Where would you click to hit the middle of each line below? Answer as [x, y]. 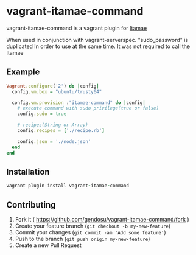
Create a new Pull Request [48, 245]
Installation [28, 172]
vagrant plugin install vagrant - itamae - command [68, 186]
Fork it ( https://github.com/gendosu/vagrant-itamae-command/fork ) [102, 219]
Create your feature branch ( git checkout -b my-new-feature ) [93, 226]
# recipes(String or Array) [53, 125]
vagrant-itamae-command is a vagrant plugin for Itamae [77, 28]
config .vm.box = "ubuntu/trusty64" [57, 92]
